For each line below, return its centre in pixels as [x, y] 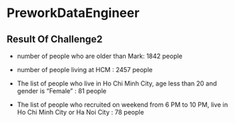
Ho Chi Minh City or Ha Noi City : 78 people [81, 112]
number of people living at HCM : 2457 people [85, 70]
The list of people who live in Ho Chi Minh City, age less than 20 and [117, 83]
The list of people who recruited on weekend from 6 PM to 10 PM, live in [122, 105]
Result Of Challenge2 [55, 39]
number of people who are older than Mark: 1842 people [99, 56]
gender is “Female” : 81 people [62, 91]
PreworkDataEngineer [73, 13]
